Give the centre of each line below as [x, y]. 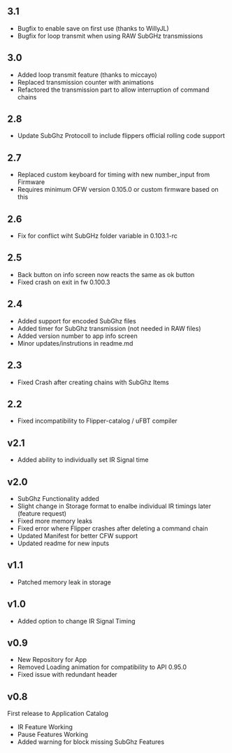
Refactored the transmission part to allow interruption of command [113, 90]
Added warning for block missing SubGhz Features [91, 742]
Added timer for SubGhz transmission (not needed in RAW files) [109, 328]
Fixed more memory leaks [55, 521]
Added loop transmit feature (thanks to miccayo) [87, 75]
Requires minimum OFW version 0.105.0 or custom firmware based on [118, 190]
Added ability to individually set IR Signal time [83, 460]
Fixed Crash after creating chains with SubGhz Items [93, 382]
